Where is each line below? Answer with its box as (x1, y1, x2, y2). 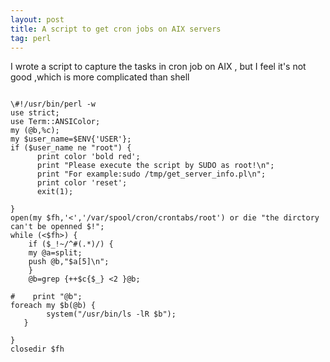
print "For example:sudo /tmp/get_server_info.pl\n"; (36, 169, 267, 180)
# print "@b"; (10, 292, 83, 302)
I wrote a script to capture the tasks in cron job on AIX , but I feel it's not (10, 61, 307, 73)
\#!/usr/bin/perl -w (10, 99, 97, 110)
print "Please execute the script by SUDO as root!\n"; (36, 161, 275, 171)
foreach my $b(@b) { (10, 301, 97, 311)
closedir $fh (10, 344, 65, 355)
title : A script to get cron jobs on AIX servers (10, 24, 222, 34)
